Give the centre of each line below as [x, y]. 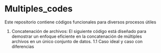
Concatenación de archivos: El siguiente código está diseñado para [79, 31]
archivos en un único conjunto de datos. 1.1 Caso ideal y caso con [77, 41]
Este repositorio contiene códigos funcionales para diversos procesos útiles [80, 22]
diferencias [23, 46]
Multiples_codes [39, 9]
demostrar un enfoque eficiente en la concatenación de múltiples [77, 36]
